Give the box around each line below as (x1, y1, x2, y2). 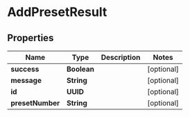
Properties (7, 32, 54, 44)
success (10, 64, 40, 74)
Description (101, 53, 141, 62)
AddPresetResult (7, 4, 107, 20)
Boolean (67, 64, 95, 74)
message (10, 76, 42, 85)
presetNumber (10, 98, 60, 108)
